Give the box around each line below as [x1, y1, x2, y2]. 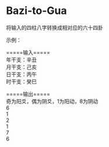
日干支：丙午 [6, 71, 37, 78]
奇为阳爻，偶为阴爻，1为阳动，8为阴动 [6, 97, 99, 104]
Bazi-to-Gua [6, 4, 67, 17]
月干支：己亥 [6, 63, 37, 71]
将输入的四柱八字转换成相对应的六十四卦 [6, 24, 103, 31]
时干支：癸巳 [6, 78, 37, 85]
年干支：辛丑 [6, 56, 37, 63]
